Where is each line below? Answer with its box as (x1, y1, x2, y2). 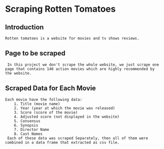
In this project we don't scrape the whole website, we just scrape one (7, 62, 160, 67)
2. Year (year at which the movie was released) (14, 105, 115, 111)
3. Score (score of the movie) (14, 110, 78, 115)
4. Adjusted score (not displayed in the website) (14, 114, 120, 119)
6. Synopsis (14, 123, 38, 128)
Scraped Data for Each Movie (5, 84, 96, 93)
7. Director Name (14, 127, 50, 132)
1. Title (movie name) (14, 101, 60, 106)
